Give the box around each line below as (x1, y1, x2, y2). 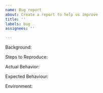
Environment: (5, 83, 33, 89)
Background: (5, 44, 32, 50)
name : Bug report (5, 7, 42, 13)
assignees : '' (5, 26, 35, 31)
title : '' (5, 17, 26, 22)
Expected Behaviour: (5, 73, 49, 79)
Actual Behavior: (5, 64, 39, 70)
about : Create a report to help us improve (5, 12, 98, 17)
